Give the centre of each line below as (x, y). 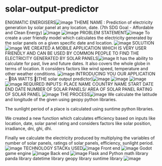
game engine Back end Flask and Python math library (77, 153)
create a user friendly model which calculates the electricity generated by (79, 38)
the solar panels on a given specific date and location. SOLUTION (80, 43)
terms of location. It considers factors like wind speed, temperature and (77, 68)
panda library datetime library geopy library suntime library (64, 158)
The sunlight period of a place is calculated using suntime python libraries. (80, 109)
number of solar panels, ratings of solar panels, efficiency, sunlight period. (79, 143)
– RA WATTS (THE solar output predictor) (49, 79)
